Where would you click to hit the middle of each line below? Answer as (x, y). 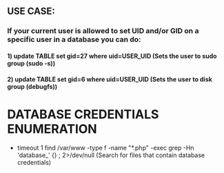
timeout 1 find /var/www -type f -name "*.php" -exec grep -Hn (105, 148)
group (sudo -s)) (31, 63)
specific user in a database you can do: (74, 39)
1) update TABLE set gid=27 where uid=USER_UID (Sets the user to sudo (112, 56)
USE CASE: (31, 11)
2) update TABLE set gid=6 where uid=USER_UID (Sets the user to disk (110, 79)
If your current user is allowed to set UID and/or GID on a (103, 31)
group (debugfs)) (32, 86)
